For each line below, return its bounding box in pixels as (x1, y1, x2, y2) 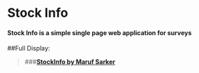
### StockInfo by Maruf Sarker (24, 58, 116, 66)
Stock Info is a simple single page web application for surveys (7, 28, 192, 36)
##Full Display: (7, 44, 51, 53)
